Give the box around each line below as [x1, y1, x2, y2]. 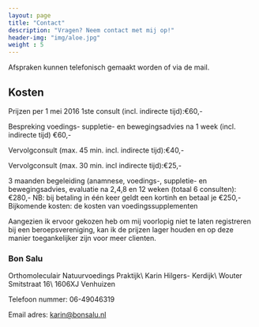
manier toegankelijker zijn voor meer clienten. [8, 233, 156, 242]
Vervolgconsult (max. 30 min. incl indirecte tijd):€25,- [8, 160, 182, 170]
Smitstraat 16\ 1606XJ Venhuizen [8, 280, 116, 289]
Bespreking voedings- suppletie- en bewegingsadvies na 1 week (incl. [8, 122, 236, 131]
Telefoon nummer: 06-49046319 [8, 295, 115, 304]
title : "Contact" [8, 19, 66, 27]
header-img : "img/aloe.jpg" [8, 33, 101, 42]
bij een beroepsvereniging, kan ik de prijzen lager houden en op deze [8, 224, 235, 234]
